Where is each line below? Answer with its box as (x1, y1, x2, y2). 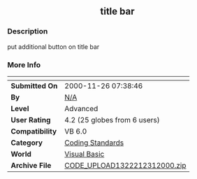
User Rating (10, 115, 51, 124)
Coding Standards (64, 138, 124, 148)
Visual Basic (64, 149, 105, 159)
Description (7, 27, 48, 36)
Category (10, 138, 43, 148)
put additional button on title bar (7, 42, 100, 51)
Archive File (10, 160, 52, 170)
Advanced (64, 103, 98, 113)
